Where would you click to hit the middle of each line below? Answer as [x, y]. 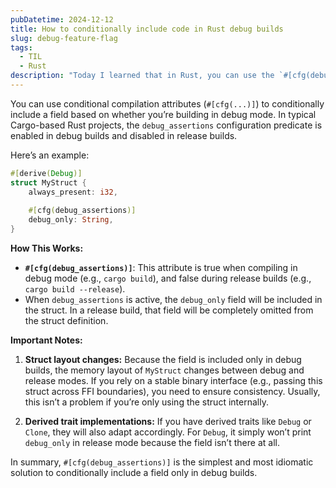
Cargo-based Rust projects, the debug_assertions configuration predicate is [166, 125]
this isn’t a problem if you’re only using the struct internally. [146, 402]
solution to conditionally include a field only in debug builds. [134, 472]
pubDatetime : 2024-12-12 [62, 19]
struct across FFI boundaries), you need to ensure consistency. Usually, [172, 391]
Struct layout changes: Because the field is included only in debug [163, 359]
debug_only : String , [71, 220]
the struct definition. [66, 320]
